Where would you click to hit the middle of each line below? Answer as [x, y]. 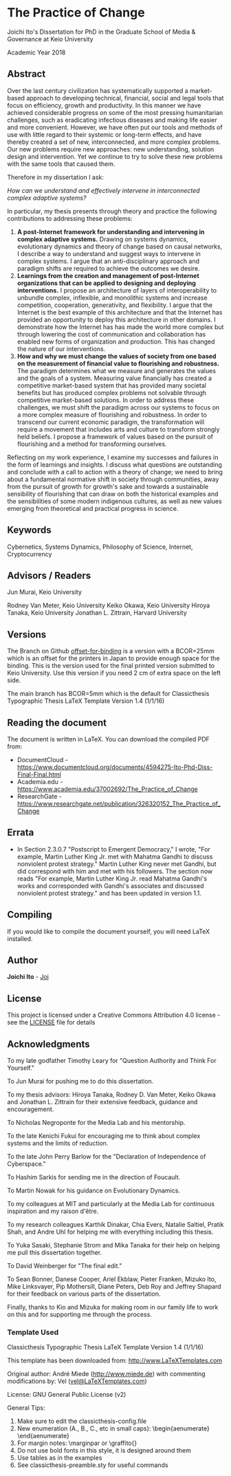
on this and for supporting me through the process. [80, 1315]
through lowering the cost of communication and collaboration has [111, 334]
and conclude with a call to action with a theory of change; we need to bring [115, 472]
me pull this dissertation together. [55, 1253]
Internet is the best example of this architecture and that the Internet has [120, 312]
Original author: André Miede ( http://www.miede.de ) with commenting [106, 1374]
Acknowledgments [49, 1044]
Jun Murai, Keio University [45, 592]
